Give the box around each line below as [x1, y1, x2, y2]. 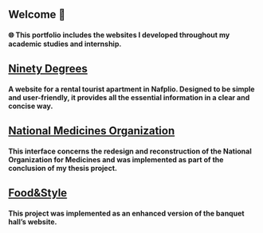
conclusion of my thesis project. [8, 163, 118, 173]
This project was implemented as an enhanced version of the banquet [8, 208, 245, 218]
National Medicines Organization [8, 124, 175, 138]
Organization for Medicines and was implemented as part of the [8, 154, 224, 164]
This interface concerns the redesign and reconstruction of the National [8, 146, 253, 156]
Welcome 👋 [8, 8, 66, 21]
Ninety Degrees [8, 62, 88, 76]
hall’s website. [8, 216, 57, 227]
